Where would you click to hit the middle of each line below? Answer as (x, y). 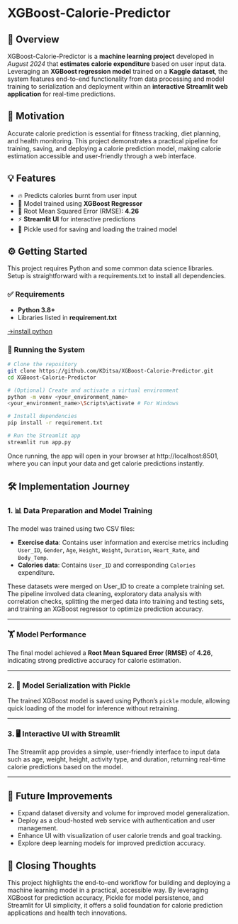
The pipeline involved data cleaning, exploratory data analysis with (104, 594)
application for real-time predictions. (61, 94)
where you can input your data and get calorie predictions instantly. (106, 463)
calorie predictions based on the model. (66, 767)
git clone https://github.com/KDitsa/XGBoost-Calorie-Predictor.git (110, 370)
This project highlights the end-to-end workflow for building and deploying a (119, 882)
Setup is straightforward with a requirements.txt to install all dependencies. (117, 276)
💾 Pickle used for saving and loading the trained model (97, 229)
